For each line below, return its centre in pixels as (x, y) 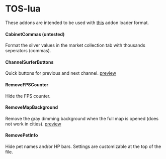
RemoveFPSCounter (27, 85)
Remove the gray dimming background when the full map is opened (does (82, 118)
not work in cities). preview (33, 124)
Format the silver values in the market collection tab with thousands (75, 45)
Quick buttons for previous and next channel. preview (61, 73)
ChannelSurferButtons (29, 62)
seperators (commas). (28, 51)
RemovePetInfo (22, 135)
